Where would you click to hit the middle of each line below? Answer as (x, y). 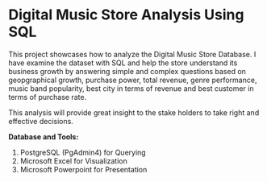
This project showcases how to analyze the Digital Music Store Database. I (132, 54)
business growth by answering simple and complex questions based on (127, 71)
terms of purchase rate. (48, 97)
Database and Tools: (44, 136)
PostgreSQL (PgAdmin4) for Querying (83, 152)
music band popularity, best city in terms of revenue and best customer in (131, 88)
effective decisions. (41, 121)
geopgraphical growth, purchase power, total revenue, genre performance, (133, 80)
